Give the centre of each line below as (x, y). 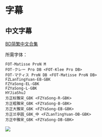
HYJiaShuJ (16, 93)
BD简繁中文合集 (22, 44)
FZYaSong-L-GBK (21, 88)
